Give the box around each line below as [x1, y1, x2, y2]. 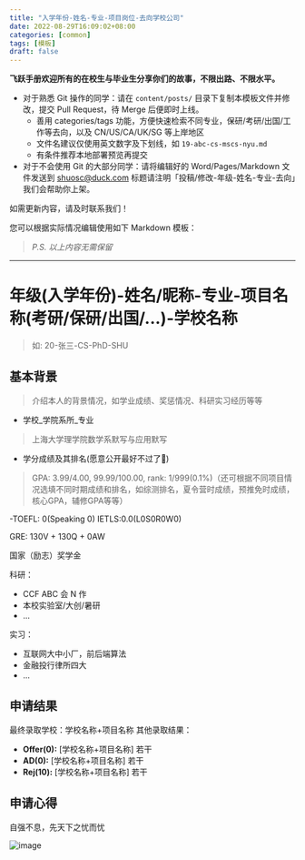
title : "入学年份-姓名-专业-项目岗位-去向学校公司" [9, 13, 184, 23]
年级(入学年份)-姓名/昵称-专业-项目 [9, 286, 273, 306]
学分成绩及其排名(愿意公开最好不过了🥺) [22, 452, 170, 464]
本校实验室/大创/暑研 [22, 600, 101, 611]
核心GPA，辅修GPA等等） [31, 495, 128, 506]
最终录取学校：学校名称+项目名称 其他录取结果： [9, 724, 192, 735]
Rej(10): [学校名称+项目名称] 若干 [22, 766, 148, 777]
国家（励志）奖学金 [9, 550, 82, 561]
